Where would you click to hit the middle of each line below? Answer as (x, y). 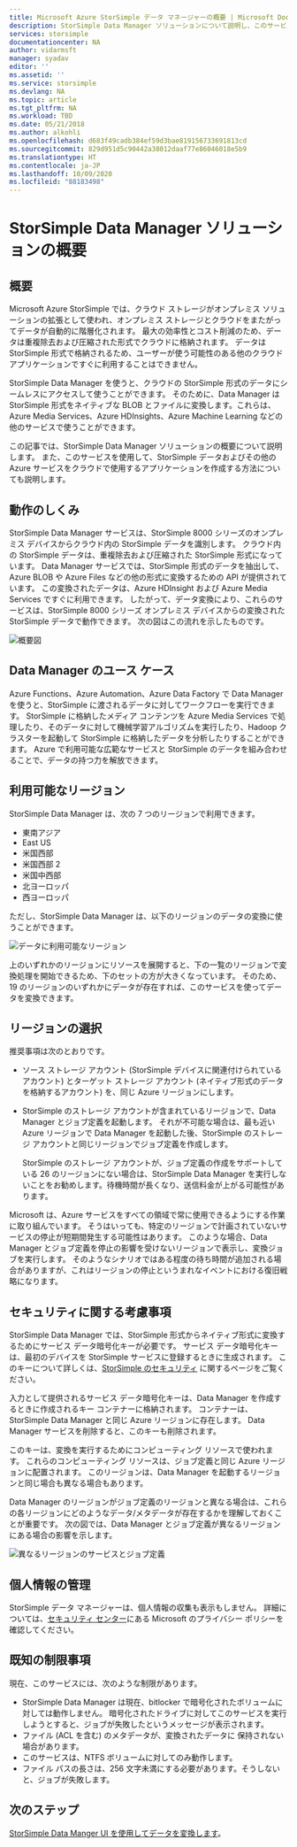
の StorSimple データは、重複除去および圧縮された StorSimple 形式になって (146, 555)
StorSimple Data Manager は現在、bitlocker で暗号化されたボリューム (148, 1702)
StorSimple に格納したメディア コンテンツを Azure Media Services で (152, 716)
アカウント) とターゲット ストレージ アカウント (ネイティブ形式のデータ (153, 1081)
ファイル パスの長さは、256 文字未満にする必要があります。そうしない (151, 1768)
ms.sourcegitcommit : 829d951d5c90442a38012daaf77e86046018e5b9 (128, 149)
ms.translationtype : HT (53, 157)
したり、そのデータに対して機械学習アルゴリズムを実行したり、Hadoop (147, 727)
